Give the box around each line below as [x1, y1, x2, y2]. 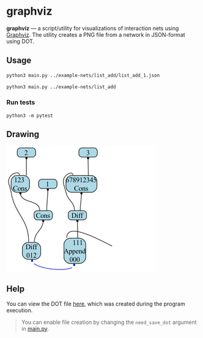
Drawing [6, 129, 40, 140]
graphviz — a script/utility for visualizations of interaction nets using [6, 24, 179, 32]
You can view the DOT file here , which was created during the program [6, 300, 185, 307]
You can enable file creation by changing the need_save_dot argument [21, 318, 197, 326]
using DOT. [6, 37, 35, 45]
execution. [6, 306, 33, 314]
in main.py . [21, 325, 49, 332]
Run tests [6, 98, 35, 107]
